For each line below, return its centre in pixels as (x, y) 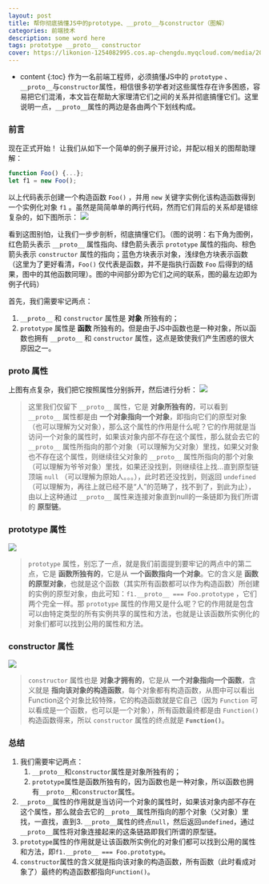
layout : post (30, 16)
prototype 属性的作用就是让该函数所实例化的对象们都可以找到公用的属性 (138, 842)
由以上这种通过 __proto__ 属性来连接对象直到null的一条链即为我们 (136, 497)
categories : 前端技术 (42, 30)
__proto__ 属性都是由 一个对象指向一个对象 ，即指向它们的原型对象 (137, 417)
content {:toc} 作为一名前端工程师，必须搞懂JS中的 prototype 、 (126, 76)
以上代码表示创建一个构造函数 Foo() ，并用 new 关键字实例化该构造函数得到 (132, 198)
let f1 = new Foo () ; (43, 181)
